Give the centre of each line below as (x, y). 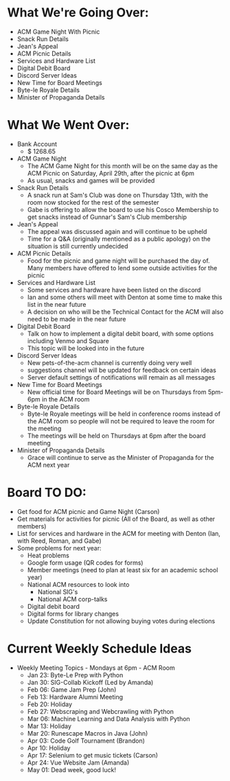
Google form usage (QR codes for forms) (85, 562)
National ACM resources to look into (78, 584)
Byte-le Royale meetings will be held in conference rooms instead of (124, 414)
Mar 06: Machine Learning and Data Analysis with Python (108, 719)
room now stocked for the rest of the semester (93, 202)
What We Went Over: (68, 125)
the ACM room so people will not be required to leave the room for (121, 421)
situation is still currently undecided (78, 246)
